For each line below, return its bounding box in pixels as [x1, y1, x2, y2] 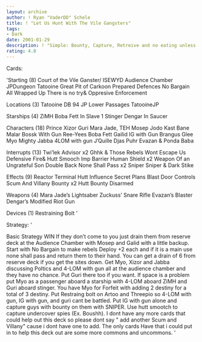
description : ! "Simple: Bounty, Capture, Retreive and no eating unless [6, 43, 197, 49]
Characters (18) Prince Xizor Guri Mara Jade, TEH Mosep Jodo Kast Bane [6, 124, 189, 131]
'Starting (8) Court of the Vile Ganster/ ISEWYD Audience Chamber [6, 76, 174, 83]
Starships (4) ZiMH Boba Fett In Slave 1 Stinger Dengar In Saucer [6, 112, 168, 119]
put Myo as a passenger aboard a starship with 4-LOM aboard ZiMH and [6, 277, 187, 285]
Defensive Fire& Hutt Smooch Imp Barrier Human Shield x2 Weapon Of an [6, 155, 191, 162]
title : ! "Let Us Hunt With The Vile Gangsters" [6, 20, 131, 26]
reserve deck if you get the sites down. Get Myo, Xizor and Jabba [6, 258, 170, 265]
